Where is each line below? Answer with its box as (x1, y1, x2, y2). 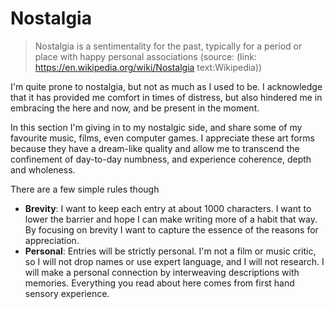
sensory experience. (24, 287, 110, 299)
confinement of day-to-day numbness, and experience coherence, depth (10, 153, 312, 165)
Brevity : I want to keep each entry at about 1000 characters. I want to (24, 202, 312, 214)
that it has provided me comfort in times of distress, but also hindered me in (10, 91, 323, 103)
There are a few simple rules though (10, 183, 160, 195)
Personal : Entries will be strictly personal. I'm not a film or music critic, (24, 245, 317, 257)
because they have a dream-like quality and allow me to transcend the (10, 142, 300, 154)
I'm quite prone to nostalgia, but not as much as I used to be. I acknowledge (10, 80, 323, 92)
